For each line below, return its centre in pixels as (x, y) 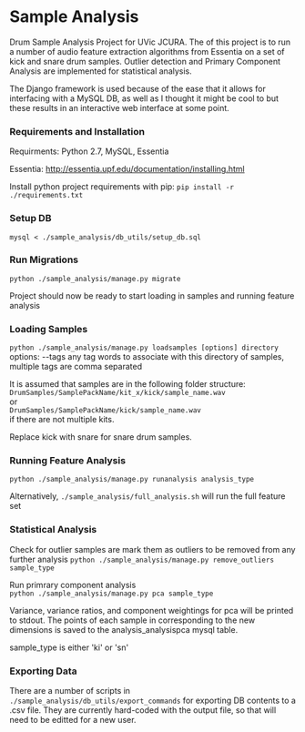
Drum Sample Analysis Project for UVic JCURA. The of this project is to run (150, 42)
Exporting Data (43, 671)
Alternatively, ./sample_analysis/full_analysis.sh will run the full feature (147, 496)
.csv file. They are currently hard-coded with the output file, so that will (143, 710)
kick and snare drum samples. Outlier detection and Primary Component (145, 61)
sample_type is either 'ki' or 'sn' (69, 647)
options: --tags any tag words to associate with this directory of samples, (147, 357)
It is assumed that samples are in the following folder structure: (127, 384)
